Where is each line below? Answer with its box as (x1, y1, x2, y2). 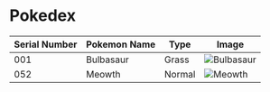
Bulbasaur (85, 53, 129, 66)
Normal (163, 68, 196, 80)
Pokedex (9, 5, 77, 26)
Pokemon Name (85, 38, 156, 51)
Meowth (85, 68, 121, 80)
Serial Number (14, 38, 78, 51)
